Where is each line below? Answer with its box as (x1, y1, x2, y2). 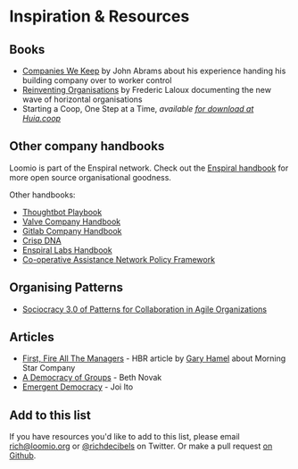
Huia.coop (21, 113, 61, 123)
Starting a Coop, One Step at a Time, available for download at (21, 104, 254, 113)
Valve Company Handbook (21, 216, 121, 227)
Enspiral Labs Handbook (21, 244, 113, 255)
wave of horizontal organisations (21, 94, 143, 105)
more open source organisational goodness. (9, 172, 172, 182)
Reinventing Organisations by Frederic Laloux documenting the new (21, 85, 272, 95)
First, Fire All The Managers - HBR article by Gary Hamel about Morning (21, 353, 286, 364)
